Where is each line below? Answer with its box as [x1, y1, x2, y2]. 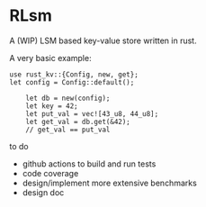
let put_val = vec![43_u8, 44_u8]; [25, 109, 159, 118]
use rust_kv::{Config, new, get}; [9, 69, 139, 79]
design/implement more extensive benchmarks [22, 177, 198, 188]
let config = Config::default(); [9, 77, 135, 86]
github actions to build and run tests [22, 158, 157, 169]
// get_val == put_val [25, 125, 111, 134]
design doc [22, 186, 65, 198]
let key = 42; [25, 101, 78, 111]
